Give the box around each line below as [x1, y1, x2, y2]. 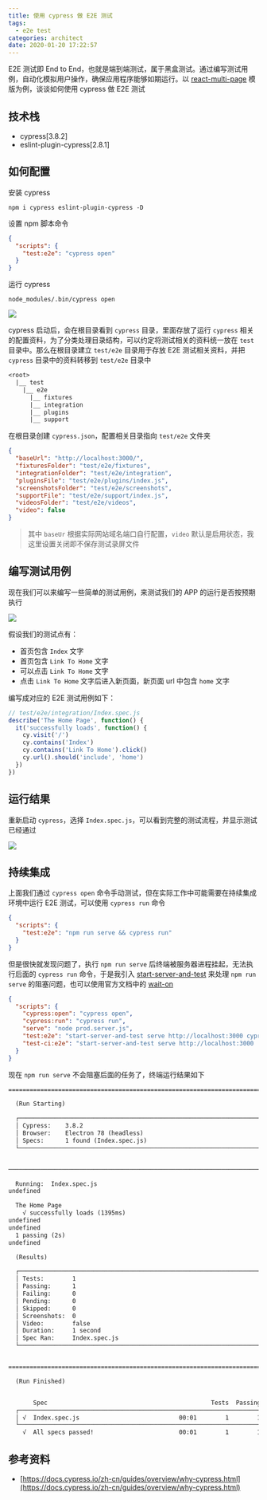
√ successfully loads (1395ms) [22, 1209, 126, 1217]
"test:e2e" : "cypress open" [22, 249, 115, 258]
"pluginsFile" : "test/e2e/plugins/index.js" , [15, 476, 169, 485]
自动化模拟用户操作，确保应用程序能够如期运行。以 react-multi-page [21, 74, 247, 84]
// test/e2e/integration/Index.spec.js [8, 709, 141, 717]
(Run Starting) [15, 1100, 66, 1108]
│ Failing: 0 [15, 1289, 77, 1298]
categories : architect [8, 33, 83, 42]
